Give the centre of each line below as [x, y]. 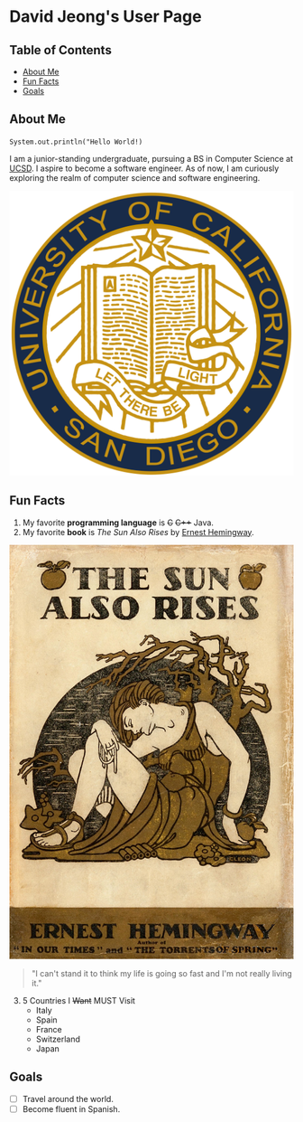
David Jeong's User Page [106, 17]
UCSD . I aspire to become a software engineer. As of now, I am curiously [144, 168]
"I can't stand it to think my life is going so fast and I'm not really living [162, 973]
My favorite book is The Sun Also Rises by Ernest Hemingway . [138, 532]
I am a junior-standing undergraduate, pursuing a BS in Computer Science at [151, 158]
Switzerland [58, 1039]
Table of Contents [61, 50]
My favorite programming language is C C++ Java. [118, 523]
